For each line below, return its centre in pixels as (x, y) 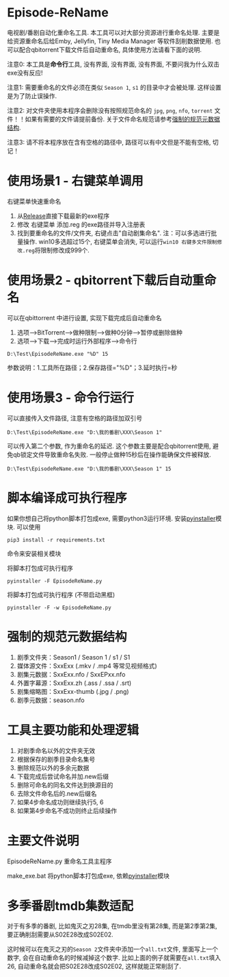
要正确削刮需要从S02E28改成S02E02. (60, 934)
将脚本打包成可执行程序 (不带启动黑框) (61, 594)
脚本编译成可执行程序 (67, 498)
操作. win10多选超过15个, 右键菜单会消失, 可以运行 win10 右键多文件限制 (120, 241)
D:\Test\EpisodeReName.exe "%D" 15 (58, 354)
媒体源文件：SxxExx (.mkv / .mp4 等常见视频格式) (87, 666)
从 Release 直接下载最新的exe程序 (63, 216)
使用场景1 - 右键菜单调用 (75, 181)
